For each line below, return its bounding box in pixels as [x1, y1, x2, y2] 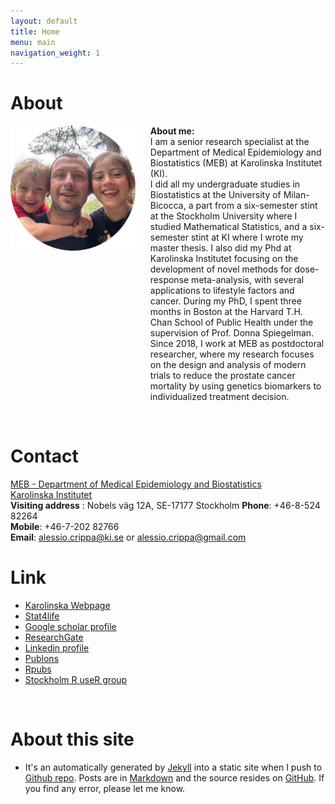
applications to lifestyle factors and [149, 285, 295, 297]
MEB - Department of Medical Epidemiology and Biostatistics [10, 478, 262, 490]
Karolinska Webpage [24, 600, 111, 612]
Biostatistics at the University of [149, 189, 282, 201]
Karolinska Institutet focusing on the [149, 253, 299, 265]
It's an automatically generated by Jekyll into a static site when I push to [24, 761, 323, 773]
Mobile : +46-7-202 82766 [10, 521, 120, 533]
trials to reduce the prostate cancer [149, 370, 296, 382]
